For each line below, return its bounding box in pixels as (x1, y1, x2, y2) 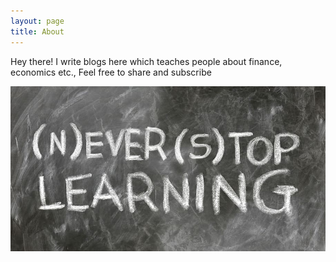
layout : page (10, 16, 65, 26)
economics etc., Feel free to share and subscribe (10, 66, 212, 78)
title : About (10, 26, 65, 37)
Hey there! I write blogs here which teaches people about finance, (10, 55, 283, 67)
